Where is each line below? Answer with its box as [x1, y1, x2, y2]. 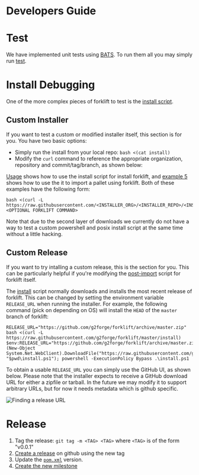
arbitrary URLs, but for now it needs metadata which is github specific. [6, 385, 179, 392]
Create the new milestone [14, 462, 78, 469]
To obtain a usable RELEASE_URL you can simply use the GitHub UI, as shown [6, 366, 191, 373]
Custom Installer [6, 115, 69, 125]
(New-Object [6, 345, 36, 351]
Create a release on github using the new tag [14, 449, 125, 457]
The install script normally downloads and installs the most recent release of [6, 287, 192, 295]
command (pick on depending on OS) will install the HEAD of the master [6, 306, 178, 313]
